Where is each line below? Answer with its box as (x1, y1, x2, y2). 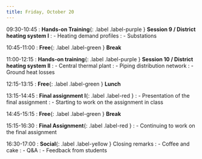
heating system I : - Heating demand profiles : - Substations (6, 32, 157, 39)
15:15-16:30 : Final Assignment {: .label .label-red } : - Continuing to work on (6, 122, 195, 129)
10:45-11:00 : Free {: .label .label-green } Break (6, 44, 122, 51)
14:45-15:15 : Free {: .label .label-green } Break (6, 110, 122, 117)
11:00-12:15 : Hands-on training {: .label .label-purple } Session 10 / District (6, 55, 194, 63)
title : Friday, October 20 (6, 8, 74, 15)
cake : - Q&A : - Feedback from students (6, 146, 108, 154)
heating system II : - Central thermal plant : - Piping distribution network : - (6, 62, 194, 69)
